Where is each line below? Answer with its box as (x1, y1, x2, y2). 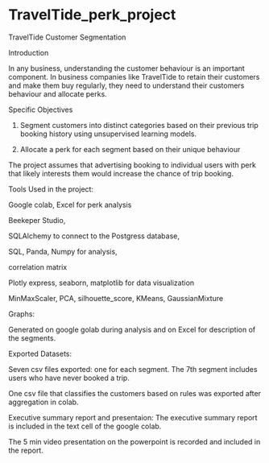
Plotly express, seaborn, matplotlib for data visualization (8, 278, 195, 287)
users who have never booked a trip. (8, 373, 130, 382)
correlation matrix (8, 262, 68, 271)
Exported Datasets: (8, 349, 72, 358)
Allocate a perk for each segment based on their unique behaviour (19, 144, 241, 154)
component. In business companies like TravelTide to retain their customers (8, 72, 260, 81)
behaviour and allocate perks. (8, 89, 107, 98)
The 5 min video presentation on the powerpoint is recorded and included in (8, 436, 261, 446)
